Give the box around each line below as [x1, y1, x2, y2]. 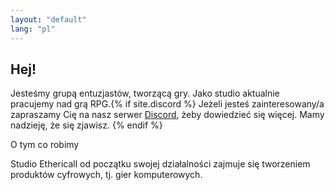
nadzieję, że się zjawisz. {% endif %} [10, 119, 163, 131]
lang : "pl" [10, 24, 56, 34]
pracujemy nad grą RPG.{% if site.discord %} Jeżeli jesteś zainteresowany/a [10, 98, 325, 110]
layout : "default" [10, 14, 87, 25]
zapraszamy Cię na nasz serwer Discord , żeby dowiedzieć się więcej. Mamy [10, 109, 325, 121]
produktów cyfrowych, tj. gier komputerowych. [10, 169, 203, 181]
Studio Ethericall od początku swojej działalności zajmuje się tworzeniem [10, 158, 311, 170]
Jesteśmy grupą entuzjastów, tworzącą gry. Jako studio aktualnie [10, 87, 280, 100]
